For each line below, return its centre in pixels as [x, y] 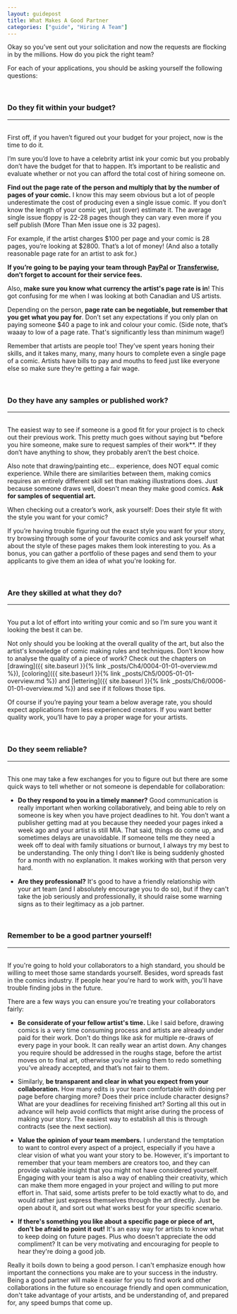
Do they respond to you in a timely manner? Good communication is [118, 800]
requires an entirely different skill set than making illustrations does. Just [113, 480]
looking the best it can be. [45, 630]
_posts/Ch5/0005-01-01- [158, 674]
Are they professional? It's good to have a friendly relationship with [116, 881]
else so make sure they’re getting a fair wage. [73, 368]
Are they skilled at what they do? [65, 593]
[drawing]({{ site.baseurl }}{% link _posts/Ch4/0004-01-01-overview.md [112, 666]
